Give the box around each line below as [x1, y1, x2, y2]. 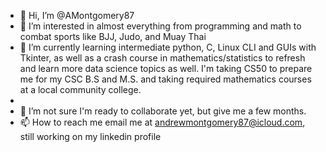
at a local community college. [19, 84, 142, 95]
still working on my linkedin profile [19, 131, 162, 142]
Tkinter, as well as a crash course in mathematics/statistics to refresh [19, 52, 306, 64]
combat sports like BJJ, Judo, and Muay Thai [19, 31, 207, 42]
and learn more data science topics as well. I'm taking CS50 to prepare [19, 63, 313, 74]
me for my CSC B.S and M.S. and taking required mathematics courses [19, 73, 312, 85]
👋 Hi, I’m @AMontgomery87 [19, 10, 135, 21]
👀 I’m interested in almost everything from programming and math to [19, 20, 302, 32]
